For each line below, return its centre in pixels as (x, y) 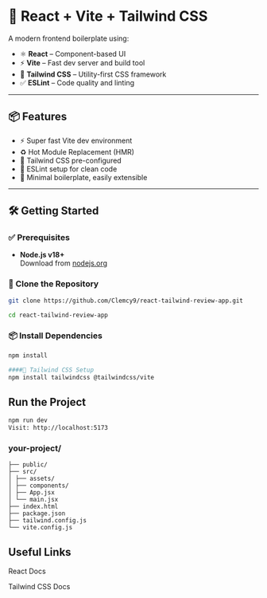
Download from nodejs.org (64, 263)
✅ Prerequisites (39, 238)
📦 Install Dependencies (56, 336)
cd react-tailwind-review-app (58, 315)
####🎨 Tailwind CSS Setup (51, 370)
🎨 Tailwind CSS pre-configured (70, 160)
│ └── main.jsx (33, 500)
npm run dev (28, 421)
